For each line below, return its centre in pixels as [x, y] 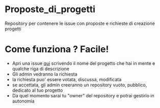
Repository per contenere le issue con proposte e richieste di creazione [80, 23]
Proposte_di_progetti [50, 9]
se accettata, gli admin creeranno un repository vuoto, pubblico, [79, 85]
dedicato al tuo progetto [37, 90]
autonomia [23, 101]
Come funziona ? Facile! [57, 49]
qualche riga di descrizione [41, 68]
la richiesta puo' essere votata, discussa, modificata [67, 79]
